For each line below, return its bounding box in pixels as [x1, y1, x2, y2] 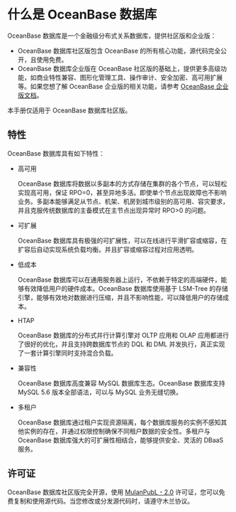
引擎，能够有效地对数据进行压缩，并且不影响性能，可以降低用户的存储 [17, 293, 223, 302]
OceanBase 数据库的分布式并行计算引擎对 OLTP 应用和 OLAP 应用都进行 [17, 331, 229, 339]
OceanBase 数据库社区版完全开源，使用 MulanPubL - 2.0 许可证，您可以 [7, 488, 220, 496]
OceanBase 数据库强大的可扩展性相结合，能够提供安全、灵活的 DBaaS [17, 435, 224, 444]
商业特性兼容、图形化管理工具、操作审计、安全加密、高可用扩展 [36, 73, 223, 82]
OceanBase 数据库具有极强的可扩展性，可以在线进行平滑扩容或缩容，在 [17, 236, 227, 245]
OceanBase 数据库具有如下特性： [7, 149, 105, 157]
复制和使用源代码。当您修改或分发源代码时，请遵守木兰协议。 [13, 496, 193, 505]
